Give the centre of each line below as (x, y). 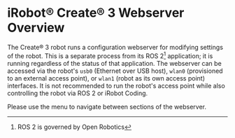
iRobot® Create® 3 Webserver (96, 13)
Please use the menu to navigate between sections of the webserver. (107, 106)
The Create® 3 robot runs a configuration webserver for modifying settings (115, 47)
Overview (36, 28)
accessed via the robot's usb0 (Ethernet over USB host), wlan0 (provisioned (115, 71)
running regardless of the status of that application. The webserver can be (114, 63)
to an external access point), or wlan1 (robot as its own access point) (106, 78)
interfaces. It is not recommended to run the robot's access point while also (116, 85)
